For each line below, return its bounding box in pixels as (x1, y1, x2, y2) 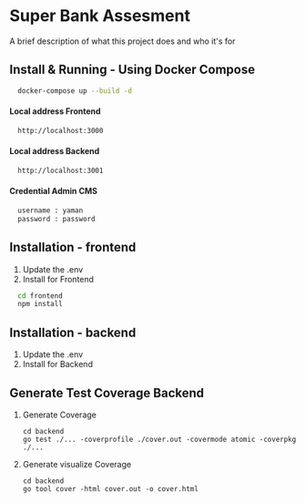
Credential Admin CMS (9, 186, 98, 197)
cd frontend (17, 291, 64, 301)
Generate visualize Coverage (22, 458, 132, 469)
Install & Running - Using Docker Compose (9, 62, 256, 77)
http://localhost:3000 (17, 126, 104, 135)
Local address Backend (9, 146, 100, 157)
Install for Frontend (22, 273, 94, 284)
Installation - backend (9, 324, 137, 340)
